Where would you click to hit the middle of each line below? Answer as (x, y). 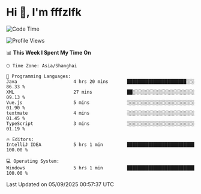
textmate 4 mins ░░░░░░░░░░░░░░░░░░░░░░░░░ (100, 113)
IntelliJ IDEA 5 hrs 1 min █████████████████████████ (100, 144)
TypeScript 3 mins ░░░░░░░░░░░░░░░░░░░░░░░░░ (100, 123)
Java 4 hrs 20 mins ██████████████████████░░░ (100, 81)
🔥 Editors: (20, 139)
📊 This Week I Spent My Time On (49, 52)
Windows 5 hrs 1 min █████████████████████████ (100, 168)
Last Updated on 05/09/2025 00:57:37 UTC (60, 184)
